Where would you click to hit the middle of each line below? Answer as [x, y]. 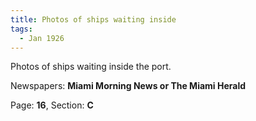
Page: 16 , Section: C [52, 105]
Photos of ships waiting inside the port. [91, 67]
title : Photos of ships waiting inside [93, 19]
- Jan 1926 [42, 38]
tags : [21, 29]
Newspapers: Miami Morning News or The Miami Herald [128, 86]
